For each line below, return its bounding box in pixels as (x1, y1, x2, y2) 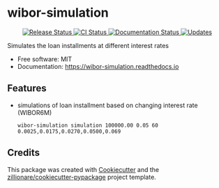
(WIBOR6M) (17, 108, 52, 116)
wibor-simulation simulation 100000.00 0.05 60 (17, 122, 158, 129)
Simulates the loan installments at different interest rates (7, 41, 169, 49)
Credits (7, 147, 40, 159)
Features (7, 82, 47, 95)
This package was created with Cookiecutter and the (7, 165, 160, 173)
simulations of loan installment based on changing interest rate (17, 101, 198, 109)
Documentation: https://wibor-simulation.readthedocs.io (17, 62, 179, 70)
